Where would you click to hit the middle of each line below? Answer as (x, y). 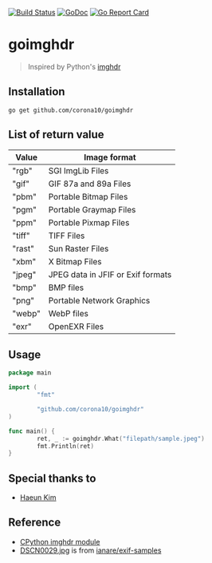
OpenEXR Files (76, 326)
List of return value (57, 135)
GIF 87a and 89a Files (90, 184)
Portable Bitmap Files (88, 196)
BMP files (66, 287)
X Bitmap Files (75, 261)
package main (30, 373)
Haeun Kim (38, 498)
